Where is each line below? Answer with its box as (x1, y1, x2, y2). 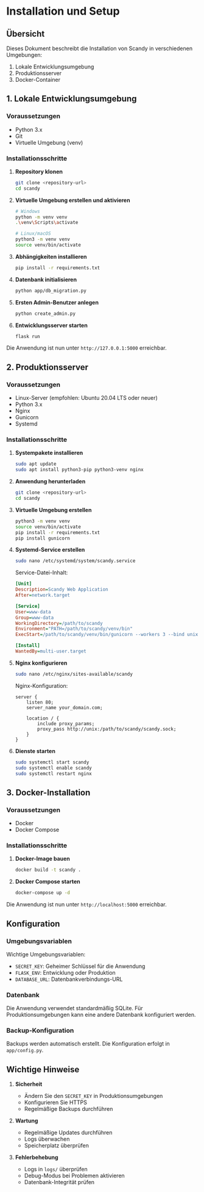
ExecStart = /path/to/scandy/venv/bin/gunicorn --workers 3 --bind (15, 632, 185, 638)
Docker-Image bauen (15, 855, 70, 862)
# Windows (15, 208, 41, 214)
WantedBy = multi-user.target (15, 648, 86, 654)
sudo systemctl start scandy (15, 759, 90, 765)
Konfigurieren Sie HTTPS (24, 1099, 87, 1106)
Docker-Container (15, 76, 61, 83)
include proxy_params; (37, 720, 95, 727)
